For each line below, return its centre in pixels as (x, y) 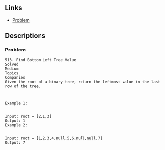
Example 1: (16, 103)
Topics (12, 73)
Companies (15, 77)
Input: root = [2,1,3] (28, 116)
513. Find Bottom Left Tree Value (41, 60)
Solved (12, 64)
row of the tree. (23, 86)
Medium (12, 69)
